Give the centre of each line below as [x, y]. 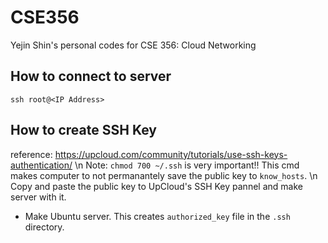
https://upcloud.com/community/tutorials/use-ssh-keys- [171, 154]
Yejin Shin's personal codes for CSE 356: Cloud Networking [133, 45]
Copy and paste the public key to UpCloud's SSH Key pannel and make [156, 186]
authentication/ [41, 165]
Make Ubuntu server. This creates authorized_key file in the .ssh [157, 216]
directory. [44, 227]
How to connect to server [91, 76]
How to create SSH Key [83, 130]
